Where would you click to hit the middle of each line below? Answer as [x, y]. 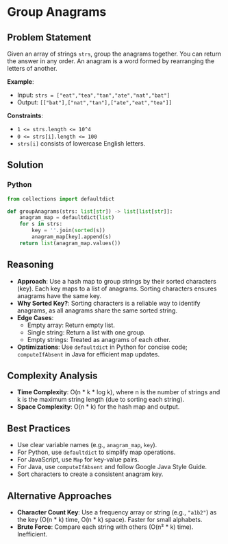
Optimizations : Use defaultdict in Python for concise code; [102, 347]
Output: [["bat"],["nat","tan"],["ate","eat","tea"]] [94, 102]
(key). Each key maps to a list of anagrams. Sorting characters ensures [117, 288]
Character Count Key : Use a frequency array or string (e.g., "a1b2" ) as [117, 512]
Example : [21, 82]
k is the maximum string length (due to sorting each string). [101, 400]
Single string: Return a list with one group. [86, 332]
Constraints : [25, 115]
